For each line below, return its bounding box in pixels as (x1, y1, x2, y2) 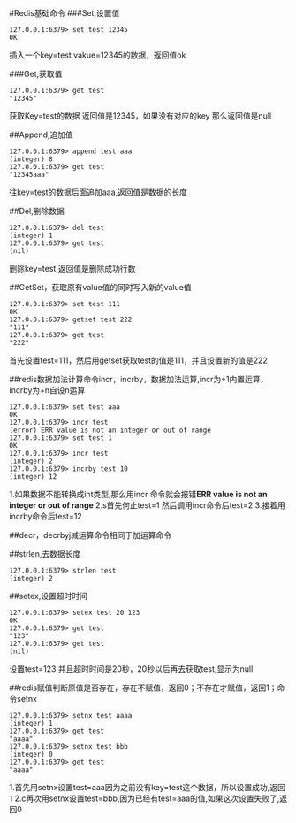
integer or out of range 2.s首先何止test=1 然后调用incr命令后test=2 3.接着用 (9, 500, 285, 511)
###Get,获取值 (9, 69, 63, 79)
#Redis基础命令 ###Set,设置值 (9, 8, 120, 18)
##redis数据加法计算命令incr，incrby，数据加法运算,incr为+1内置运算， (9, 374, 269, 384)
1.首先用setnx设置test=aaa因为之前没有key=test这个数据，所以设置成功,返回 (9, 782, 285, 792)
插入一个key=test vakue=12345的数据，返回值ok (9, 50, 186, 60)
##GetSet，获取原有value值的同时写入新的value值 (9, 282, 192, 292)
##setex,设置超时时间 (9, 591, 88, 601)
